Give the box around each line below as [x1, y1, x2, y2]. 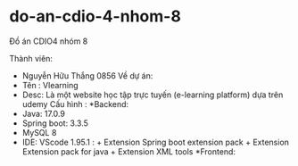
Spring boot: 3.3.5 [21, 118, 89, 129]
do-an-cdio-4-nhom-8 [9, 6, 181, 27]
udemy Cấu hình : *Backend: [21, 98, 129, 109]
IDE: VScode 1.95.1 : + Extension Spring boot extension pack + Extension [21, 137, 290, 147]
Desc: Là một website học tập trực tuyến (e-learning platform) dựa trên [21, 89, 284, 100]
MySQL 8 [21, 127, 57, 137]
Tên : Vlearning [21, 79, 79, 90]
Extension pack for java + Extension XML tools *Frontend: [21, 145, 236, 157]
